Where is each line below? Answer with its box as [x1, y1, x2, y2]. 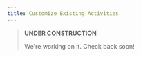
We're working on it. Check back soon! [23, 42, 135, 50]
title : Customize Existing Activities [7, 10, 119, 17]
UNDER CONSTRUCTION [23, 29, 97, 37]
